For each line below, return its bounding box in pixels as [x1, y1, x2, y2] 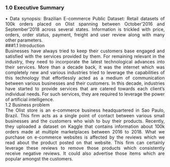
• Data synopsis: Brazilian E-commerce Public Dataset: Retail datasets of [5, 16, 165, 22]
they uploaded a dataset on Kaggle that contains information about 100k [5, 123, 165, 129]
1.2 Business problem [5, 102, 50, 108]
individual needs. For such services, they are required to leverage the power [5, 91, 165, 97]
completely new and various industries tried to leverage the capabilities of [5, 70, 165, 76]
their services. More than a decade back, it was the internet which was [5, 64, 165, 70]
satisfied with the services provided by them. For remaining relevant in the [5, 53, 165, 59]
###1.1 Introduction [5, 43, 45, 49]
